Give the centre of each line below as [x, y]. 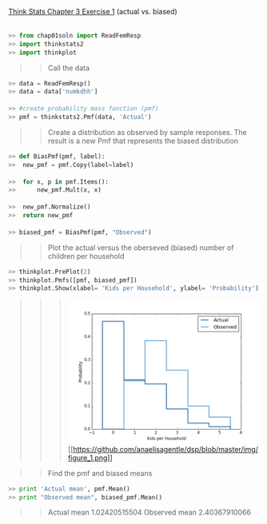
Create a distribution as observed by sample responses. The [147, 132]
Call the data [69, 68]
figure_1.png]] [90, 458]
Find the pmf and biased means [100, 473]
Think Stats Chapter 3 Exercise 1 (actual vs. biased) [93, 12]
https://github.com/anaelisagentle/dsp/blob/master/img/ [165, 449]
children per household [86, 256]
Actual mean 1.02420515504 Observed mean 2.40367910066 [149, 512]
